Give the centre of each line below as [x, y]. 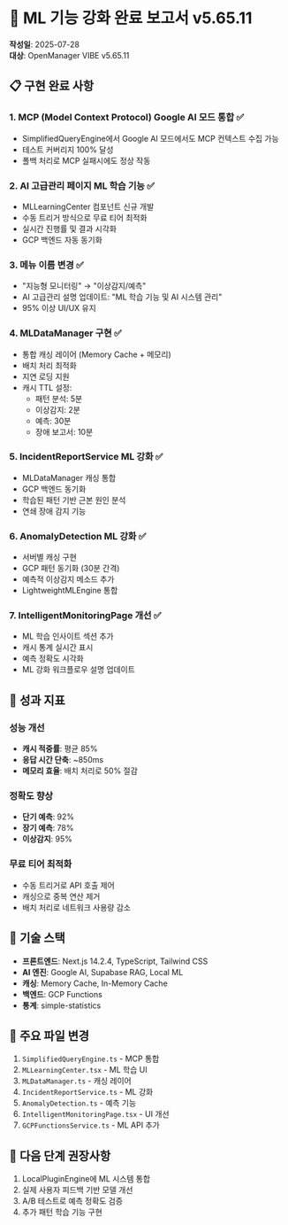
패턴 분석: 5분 [59, 399]
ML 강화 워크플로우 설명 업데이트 [78, 670]
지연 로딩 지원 [45, 376]
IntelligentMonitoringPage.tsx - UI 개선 [95, 1114]
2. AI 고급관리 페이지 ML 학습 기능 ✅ [82, 185]
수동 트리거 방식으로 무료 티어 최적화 [84, 217]
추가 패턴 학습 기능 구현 [62, 1212]
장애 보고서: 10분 [64, 431]
